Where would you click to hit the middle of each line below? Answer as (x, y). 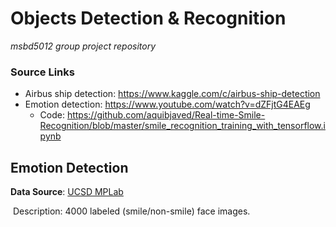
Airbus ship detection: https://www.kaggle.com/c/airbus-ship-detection (172, 94)
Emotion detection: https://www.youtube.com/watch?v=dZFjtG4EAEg (167, 104)
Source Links (42, 72)
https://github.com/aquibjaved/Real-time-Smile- (166, 115)
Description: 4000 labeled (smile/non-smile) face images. (131, 211)
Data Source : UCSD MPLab (67, 192)
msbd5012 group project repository (83, 46)
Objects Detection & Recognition (148, 18)
